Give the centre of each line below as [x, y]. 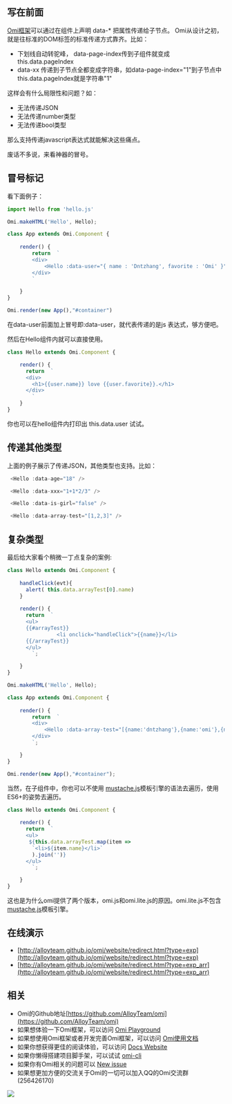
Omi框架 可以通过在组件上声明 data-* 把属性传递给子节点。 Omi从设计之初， [115, 30]
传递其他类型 [35, 448]
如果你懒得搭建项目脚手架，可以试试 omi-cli [79, 1055]
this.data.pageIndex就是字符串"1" [65, 78]
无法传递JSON [38, 107]
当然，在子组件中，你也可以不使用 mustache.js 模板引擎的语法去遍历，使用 [113, 788]
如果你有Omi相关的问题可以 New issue [72, 1064]
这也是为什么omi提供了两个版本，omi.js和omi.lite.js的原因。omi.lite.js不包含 [114, 901]
